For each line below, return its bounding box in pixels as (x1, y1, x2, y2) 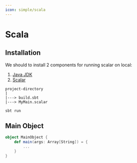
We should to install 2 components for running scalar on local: (5, 62, 133, 68)
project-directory (5, 86, 43, 91)
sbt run (5, 108, 21, 113)
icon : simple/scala (5, 7, 46, 12)
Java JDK (12, 71, 32, 77)
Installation (5, 48, 41, 57)
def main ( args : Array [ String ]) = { (14, 140, 88, 145)
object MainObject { (5, 135, 48, 140)
